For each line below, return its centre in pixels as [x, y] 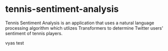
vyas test [15, 43]
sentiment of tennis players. [34, 33]
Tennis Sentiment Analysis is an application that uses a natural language [80, 23]
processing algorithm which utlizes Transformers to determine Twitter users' [84, 28]
